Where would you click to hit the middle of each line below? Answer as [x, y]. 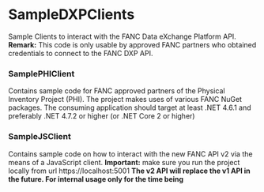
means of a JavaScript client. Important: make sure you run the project [124, 162]
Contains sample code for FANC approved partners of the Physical [117, 91]
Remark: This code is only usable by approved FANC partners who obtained [132, 44]
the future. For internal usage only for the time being [96, 179]
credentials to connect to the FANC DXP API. [81, 53]
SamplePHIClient [41, 73]
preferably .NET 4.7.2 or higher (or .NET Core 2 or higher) [102, 116]
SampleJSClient [40, 137]
